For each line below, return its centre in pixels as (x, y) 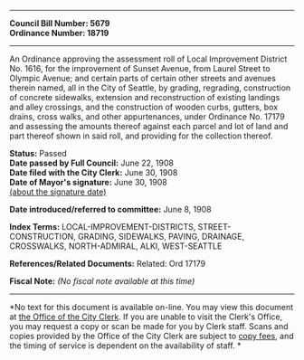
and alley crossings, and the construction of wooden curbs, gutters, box (144, 107)
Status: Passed (38, 153)
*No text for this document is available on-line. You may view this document (152, 307)
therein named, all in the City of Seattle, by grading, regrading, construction (150, 88)
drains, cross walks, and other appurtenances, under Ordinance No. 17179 (147, 117)
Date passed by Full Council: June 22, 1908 (92, 163)
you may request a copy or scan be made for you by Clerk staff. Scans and (149, 326)
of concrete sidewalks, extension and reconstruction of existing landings (145, 97)
